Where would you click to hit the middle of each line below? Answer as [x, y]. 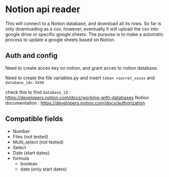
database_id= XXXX [25, 82]
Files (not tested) [30, 136]
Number [21, 131]
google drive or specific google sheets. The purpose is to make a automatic [84, 34]
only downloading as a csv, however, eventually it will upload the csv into [82, 28]
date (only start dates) [44, 169]
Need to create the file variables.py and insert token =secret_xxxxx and [80, 78]
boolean [29, 163]
